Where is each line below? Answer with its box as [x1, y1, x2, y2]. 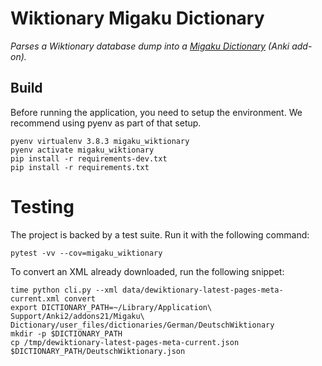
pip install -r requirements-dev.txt [10, 153, 168, 164]
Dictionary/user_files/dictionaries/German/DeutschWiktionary [10, 320, 275, 330]
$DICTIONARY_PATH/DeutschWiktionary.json [10, 346, 186, 356]
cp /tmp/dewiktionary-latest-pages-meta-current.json [10, 337, 240, 347]
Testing [10, 195, 75, 218]
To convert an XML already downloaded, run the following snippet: [10, 265, 285, 277]
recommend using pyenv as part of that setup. [10, 117, 202, 129]
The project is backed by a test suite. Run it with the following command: [10, 228, 310, 241]
